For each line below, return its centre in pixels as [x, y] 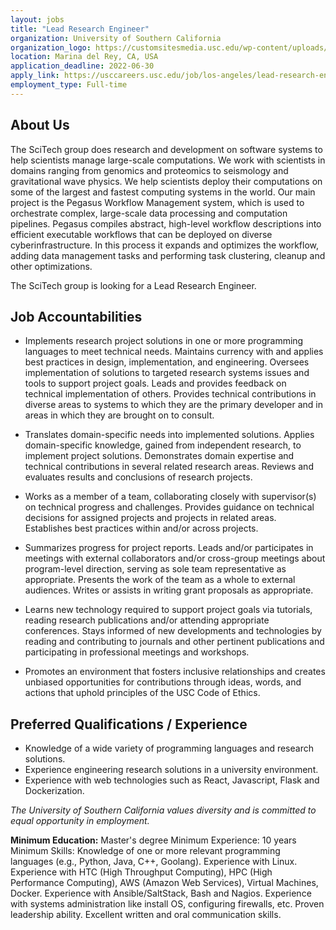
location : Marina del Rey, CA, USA [84, 57]
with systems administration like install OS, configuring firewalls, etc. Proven [167, 904]
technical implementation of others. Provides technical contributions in [170, 394]
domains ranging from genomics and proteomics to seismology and [149, 170]
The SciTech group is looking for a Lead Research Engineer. [133, 285]
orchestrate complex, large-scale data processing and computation [149, 213]
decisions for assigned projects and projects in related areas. [150, 518]
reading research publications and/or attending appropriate [147, 620]
